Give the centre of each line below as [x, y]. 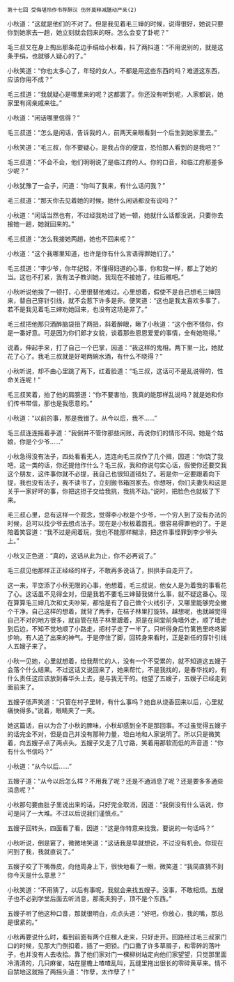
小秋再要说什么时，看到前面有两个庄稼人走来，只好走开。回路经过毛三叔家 [114, 937]
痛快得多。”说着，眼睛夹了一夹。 [53, 710]
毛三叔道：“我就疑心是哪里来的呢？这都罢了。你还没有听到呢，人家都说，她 [116, 94]
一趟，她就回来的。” [47, 224]
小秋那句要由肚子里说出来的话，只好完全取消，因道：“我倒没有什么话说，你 [116, 804]
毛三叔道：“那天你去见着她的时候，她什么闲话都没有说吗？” [92, 200]
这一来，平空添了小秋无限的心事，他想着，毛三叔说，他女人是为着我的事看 [114, 585]
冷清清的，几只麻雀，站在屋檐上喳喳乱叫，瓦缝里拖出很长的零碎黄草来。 [111, 963]
